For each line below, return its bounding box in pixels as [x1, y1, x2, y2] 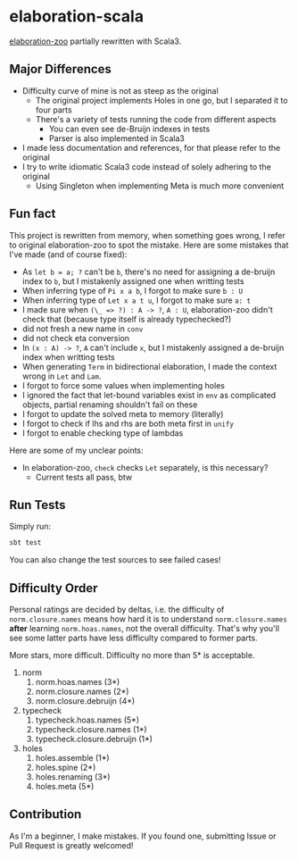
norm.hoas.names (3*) [35, 677, 120, 688]
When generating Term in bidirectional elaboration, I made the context [21, 361, 277, 372]
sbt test [9, 539, 42, 547]
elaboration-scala [9, 6, 145, 27]
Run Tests [9, 497, 66, 513]
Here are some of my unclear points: [9, 445, 145, 455]
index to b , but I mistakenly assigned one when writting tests [21, 275, 244, 287]
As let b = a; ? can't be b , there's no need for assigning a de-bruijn [21, 266, 276, 277]
